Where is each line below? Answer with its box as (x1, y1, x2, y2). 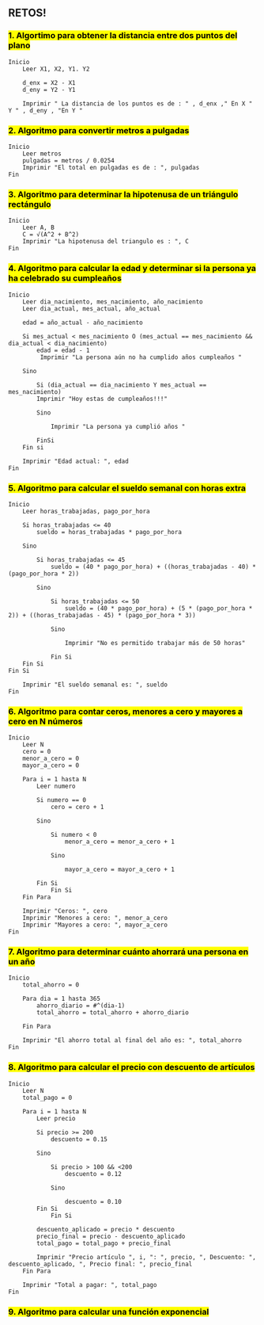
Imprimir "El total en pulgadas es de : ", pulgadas (22, 163, 200, 171)
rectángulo (8, 198, 51, 209)
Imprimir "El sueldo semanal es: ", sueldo (22, 681, 168, 689)
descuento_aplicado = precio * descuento (36, 1225, 175, 1233)
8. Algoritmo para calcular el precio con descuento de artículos (8, 1062, 255, 1073)
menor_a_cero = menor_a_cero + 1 (64, 838, 175, 846)
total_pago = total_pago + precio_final (36, 1239, 172, 1247)
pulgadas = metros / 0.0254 (22, 156, 115, 165)
